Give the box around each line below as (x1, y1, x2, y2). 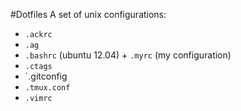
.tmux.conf (24, 83, 71, 93)
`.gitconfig (24, 70, 68, 82)
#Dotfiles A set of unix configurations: (10, 9, 167, 20)
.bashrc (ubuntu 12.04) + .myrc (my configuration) (24, 49, 232, 61)
